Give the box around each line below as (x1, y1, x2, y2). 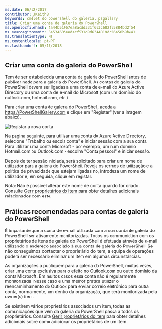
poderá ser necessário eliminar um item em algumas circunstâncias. (5, 253, 142, 260)
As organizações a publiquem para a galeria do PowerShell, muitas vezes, (5, 263, 153, 269)
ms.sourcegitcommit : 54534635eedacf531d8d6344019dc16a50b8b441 (5, 30, 136, 34)
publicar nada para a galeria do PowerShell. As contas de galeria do (5, 79, 141, 85)
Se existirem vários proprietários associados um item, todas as (5, 303, 130, 309)
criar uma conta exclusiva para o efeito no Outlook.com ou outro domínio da (5, 268, 157, 274)
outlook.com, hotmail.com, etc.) (5, 95, 69, 100)
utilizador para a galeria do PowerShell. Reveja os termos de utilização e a (5, 163, 153, 169)
